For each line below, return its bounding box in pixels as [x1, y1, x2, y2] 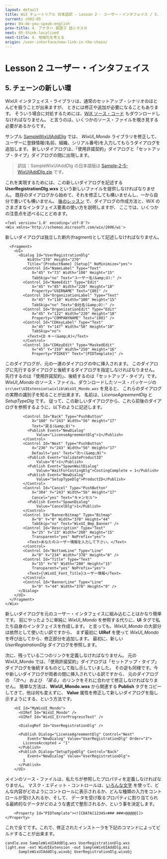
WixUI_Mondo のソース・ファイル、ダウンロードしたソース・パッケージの [5, 379, 157, 385]
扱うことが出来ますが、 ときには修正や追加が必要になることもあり [18, 104, 155, 110]
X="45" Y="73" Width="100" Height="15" [31, 270, 114, 275]
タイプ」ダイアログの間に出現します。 [13, 152, 92, 158]
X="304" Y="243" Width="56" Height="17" [31, 490, 117, 495]
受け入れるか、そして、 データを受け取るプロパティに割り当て [22, 794, 150, 800]
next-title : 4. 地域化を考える [5, 35, 65, 40]
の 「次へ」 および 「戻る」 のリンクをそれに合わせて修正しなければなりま [5, 677, 158, 683]
